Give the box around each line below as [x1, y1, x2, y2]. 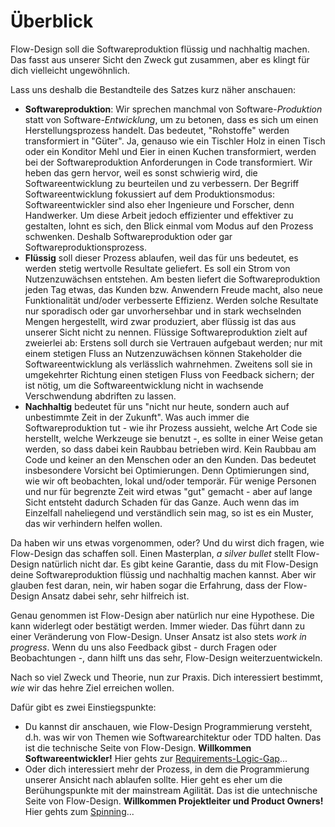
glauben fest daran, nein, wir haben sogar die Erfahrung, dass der [10, 579, 282, 591]
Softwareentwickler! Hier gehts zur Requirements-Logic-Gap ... [24, 752, 288, 764]
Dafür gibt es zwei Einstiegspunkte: [10, 701, 157, 713]
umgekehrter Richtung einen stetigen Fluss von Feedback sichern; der [24, 368, 315, 380]
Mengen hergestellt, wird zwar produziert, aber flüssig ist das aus [24, 315, 297, 327]
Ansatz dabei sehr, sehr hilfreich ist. [41, 590, 190, 602]
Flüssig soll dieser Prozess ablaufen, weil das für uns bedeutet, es [24, 251, 299, 264]
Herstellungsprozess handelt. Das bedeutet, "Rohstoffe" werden [24, 124, 290, 136]
